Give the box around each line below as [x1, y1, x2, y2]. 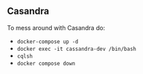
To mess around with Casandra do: [7, 23, 106, 32]
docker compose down [16, 60, 76, 67]
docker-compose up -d [16, 38, 78, 45]
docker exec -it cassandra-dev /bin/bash [16, 45, 136, 52]
